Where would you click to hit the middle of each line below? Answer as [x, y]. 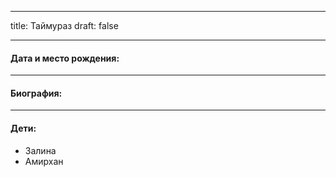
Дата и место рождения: [65, 58]
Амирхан [44, 161]
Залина [40, 150]
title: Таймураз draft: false [64, 25]
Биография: [36, 93]
